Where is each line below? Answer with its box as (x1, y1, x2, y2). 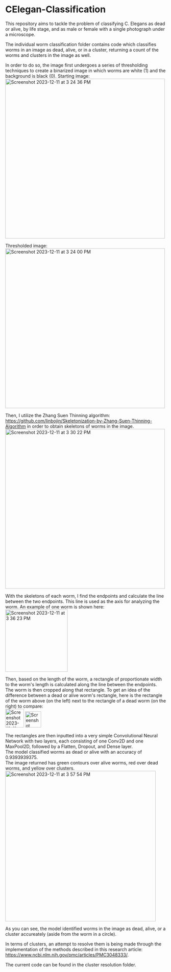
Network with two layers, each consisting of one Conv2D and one (5, 738, 144, 744)
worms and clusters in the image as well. (5, 52, 91, 58)
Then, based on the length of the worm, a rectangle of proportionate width (5, 676, 162, 682)
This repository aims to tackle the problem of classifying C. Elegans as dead (5, 20, 165, 27)
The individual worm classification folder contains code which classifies (5, 41, 157, 47)
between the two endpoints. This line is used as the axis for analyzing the (5, 598, 160, 604)
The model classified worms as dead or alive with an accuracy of (5, 749, 142, 755)
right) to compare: (5, 703, 43, 709)
